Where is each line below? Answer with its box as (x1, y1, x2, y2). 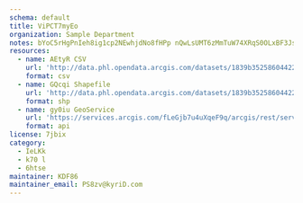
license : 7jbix (9, 130, 67, 139)
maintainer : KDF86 (9, 172, 78, 181)
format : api (25, 122, 70, 131)
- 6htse (17, 163, 47, 172)
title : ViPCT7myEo (9, 22, 78, 31)
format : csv (25, 72, 70, 81)
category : (9, 138, 47, 147)
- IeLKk (17, 146, 47, 155)
